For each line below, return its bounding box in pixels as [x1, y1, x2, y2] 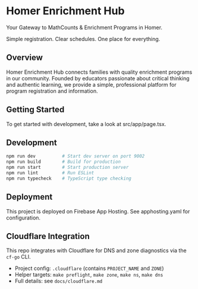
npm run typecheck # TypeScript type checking [6, 175, 132, 181]
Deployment [6, 192, 53, 202]
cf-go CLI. [6, 253, 31, 260]
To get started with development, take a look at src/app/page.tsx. [6, 120, 166, 127]
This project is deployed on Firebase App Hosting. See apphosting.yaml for [6, 208, 190, 215]
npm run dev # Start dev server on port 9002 [6, 153, 145, 159]
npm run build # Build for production [6, 159, 121, 165]
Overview [6, 52, 43, 63]
